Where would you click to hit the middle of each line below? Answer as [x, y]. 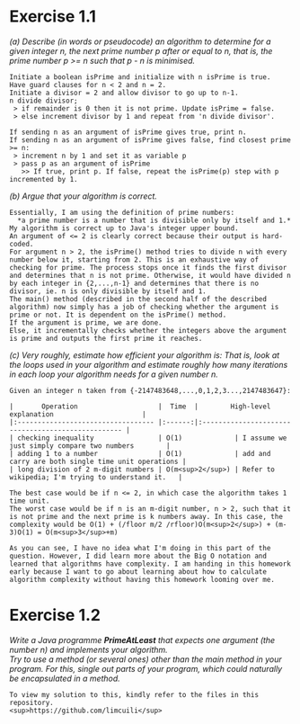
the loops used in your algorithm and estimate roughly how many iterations [149, 364]
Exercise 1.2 [55, 616]
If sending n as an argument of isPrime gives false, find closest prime [150, 140]
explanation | [78, 414]
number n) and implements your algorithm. [88, 649]
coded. [22, 244]
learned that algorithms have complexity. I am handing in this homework [150, 564]
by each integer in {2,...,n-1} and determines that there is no [134, 283]
